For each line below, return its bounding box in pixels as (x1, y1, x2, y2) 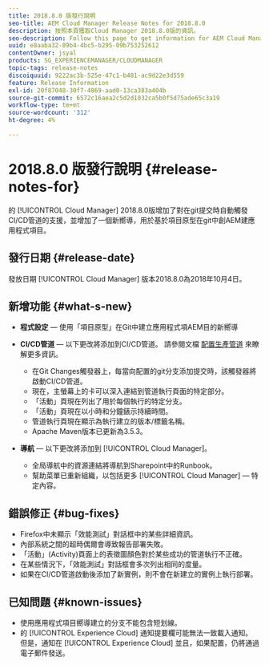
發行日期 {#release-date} (8, 251, 135, 265)
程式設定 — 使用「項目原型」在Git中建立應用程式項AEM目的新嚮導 (19, 322, 239, 332)
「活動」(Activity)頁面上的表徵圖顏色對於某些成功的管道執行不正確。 (19, 549, 247, 559)
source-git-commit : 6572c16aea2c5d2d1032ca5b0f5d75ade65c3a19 (8, 94, 220, 102)
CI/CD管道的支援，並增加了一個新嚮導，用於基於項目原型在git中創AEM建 (8, 215, 248, 225)
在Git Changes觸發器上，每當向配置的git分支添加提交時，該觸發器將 (31, 367, 257, 376)
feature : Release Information (8, 79, 110, 87)
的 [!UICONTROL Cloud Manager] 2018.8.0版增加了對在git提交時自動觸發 (8, 205, 248, 215)
